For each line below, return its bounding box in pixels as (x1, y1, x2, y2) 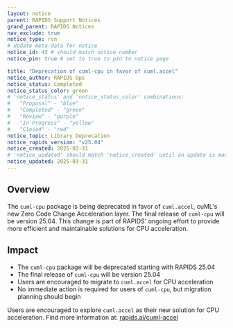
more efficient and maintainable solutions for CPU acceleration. (7, 224, 189, 232)
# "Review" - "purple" (7, 113, 79, 120)
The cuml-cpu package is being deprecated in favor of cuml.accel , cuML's (7, 202, 218, 210)
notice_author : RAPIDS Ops (7, 74, 85, 81)
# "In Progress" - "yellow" (7, 119, 95, 126)
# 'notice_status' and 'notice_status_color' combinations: (7, 94, 185, 101)
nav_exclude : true (7, 29, 60, 37)
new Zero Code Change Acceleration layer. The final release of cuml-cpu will (7, 209, 225, 218)
